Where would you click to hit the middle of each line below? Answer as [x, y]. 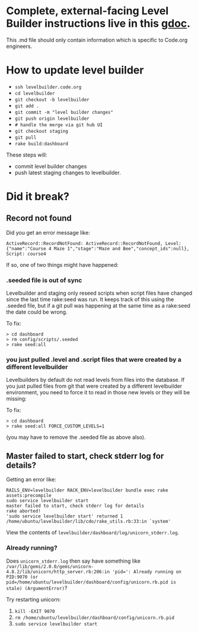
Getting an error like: [31, 480]
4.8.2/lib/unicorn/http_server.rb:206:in [58, 572]
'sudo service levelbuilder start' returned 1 [65, 516]
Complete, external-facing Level [87, 11]
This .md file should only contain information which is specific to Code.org [97, 40]
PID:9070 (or [22, 577]
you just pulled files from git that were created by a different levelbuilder [94, 386]
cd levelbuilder [35, 93]
